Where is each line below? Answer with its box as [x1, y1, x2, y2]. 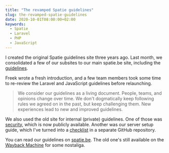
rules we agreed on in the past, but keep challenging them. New [17, 101, 151, 107]
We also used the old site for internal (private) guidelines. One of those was [5, 116, 162, 122]
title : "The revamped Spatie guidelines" [5, 7, 94, 13]
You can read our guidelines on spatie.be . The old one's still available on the [5, 136, 164, 142]
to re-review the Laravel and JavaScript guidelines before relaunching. [5, 80, 152, 86]
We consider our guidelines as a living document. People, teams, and [17, 90, 162, 96]
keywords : [5, 21, 26, 27]
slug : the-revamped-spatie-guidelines [5, 12, 87, 17]
